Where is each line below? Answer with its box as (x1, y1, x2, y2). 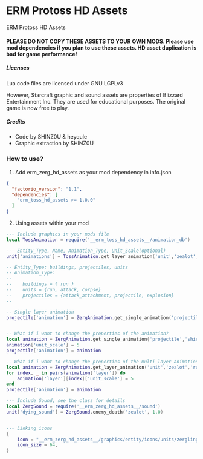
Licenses (6, 64, 30, 71)
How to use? (6, 155, 43, 163)
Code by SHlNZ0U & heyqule (14, 133, 88, 140)
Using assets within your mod (14, 219, 89, 227)
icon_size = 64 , (17, 442, 59, 448)
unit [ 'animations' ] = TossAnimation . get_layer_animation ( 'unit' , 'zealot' (6, 253, 196, 259)
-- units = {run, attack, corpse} (6, 287, 101, 293)
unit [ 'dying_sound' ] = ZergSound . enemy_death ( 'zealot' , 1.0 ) (6, 409, 164, 415)
